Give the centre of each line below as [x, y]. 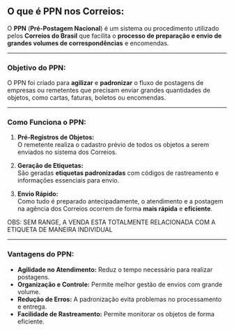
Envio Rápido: [38, 194]
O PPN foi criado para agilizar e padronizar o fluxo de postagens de [106, 83]
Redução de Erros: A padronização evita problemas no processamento [119, 299]
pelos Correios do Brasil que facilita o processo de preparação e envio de [115, 36]
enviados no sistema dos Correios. [67, 152]
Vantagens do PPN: [41, 254]
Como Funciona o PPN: [47, 123]
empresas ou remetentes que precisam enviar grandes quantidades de [109, 91]
